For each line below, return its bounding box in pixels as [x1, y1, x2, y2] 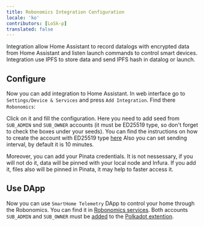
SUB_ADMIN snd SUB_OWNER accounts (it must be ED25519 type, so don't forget [6, 121, 198, 129]
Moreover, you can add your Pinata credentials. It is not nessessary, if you [6, 153, 193, 160]
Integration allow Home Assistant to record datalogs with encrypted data [6, 43, 190, 50]
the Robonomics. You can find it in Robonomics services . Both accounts [6, 206, 188, 213]
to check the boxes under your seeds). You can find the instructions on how [6, 128, 198, 135]
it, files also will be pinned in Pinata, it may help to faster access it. [6, 166, 173, 173]
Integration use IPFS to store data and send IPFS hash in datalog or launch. [6, 56, 195, 63]
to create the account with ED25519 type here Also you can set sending [6, 134, 187, 141]
